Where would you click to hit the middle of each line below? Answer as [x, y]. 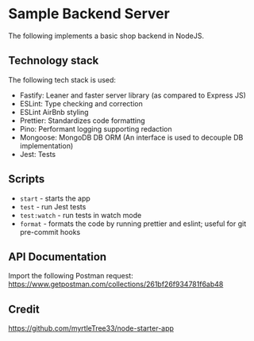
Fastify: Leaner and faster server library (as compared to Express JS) [133, 95]
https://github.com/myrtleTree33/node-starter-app [91, 328]
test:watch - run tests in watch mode [81, 215]
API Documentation [58, 257]
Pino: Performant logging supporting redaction [96, 128]
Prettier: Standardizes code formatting [82, 121]
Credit [24, 309]
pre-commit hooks [50, 232]
